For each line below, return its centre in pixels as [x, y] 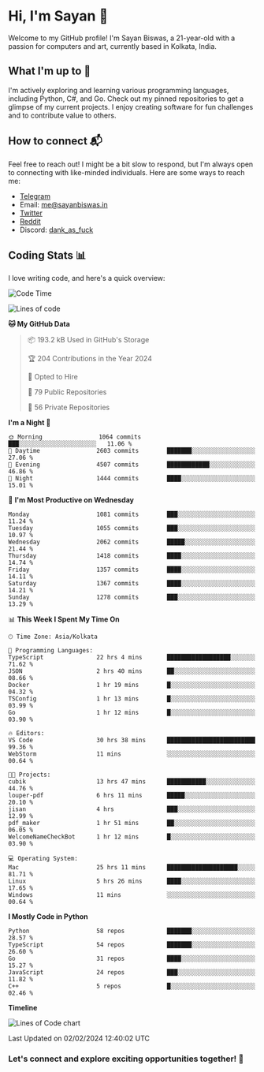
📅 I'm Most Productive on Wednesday [71, 500]
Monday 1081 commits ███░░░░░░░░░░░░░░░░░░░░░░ [132, 515]
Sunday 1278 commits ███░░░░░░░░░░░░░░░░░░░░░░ [132, 598]
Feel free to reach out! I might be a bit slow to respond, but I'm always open [131, 164]
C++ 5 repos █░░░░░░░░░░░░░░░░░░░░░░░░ [132, 986]
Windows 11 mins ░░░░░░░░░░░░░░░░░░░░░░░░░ [132, 895]
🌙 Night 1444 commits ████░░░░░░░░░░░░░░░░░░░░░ [132, 479]
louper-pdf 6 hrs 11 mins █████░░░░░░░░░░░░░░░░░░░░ [132, 796]
